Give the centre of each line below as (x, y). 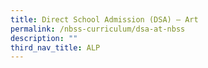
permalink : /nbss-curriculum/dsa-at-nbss (98, 29)
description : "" (44, 38)
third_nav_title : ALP (55, 47)
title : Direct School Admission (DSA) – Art (104, 19)
